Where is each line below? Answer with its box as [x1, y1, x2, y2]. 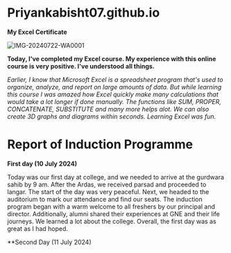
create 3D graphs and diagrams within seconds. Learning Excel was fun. [7, 112, 216, 121]
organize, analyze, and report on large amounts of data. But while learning [7, 82, 222, 91]
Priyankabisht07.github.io [7, 5, 160, 21]
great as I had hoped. [7, 224, 68, 233]
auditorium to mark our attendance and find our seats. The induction [7, 195, 203, 203]
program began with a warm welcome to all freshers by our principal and [7, 202, 216, 211]
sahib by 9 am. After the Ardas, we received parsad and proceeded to [7, 180, 207, 189]
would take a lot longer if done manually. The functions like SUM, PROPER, [7, 97, 222, 105]
